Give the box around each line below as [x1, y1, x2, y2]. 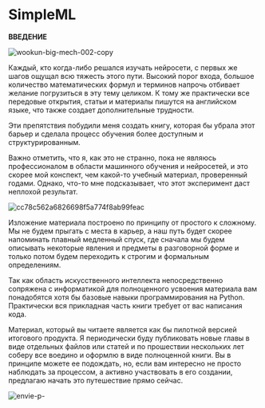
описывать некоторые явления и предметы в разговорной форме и [8, 243, 239, 253]
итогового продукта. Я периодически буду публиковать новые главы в [8, 333, 250, 343]
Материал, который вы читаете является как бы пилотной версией [8, 324, 237, 334]
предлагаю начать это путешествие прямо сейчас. [8, 375, 184, 385]
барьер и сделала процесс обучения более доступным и [8, 129, 204, 139]
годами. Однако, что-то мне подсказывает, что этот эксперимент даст [8, 178, 250, 188]
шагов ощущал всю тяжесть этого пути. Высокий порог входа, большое [8, 71, 255, 80]
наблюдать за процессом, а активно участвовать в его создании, [8, 367, 233, 376]
